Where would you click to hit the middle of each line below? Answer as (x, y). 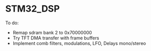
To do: (12, 23)
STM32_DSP (33, 9)
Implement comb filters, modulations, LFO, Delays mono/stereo (79, 43)
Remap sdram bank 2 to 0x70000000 (52, 32)
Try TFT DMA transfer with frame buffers (56, 38)
